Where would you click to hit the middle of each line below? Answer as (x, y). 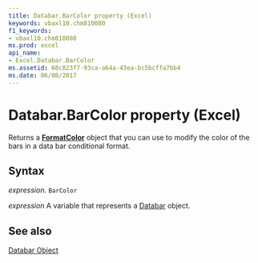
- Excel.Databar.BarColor (51, 61)
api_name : (25, 53)
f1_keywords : (30, 30)
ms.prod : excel (34, 46)
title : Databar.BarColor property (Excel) (80, 16)
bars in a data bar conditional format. (69, 146)
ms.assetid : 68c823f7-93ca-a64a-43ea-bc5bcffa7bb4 (95, 68)
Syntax (26, 170)
